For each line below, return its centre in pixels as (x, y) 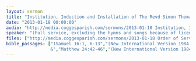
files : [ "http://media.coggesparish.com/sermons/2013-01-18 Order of (92, 38)
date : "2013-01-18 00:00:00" (41, 22)
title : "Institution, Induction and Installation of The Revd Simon (91, 17)
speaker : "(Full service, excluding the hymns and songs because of (91, 33)
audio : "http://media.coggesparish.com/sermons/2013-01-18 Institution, (96, 28)
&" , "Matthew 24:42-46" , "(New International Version (115, 49)
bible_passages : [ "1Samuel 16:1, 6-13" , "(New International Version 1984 (98, 44)
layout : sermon (24, 11)
